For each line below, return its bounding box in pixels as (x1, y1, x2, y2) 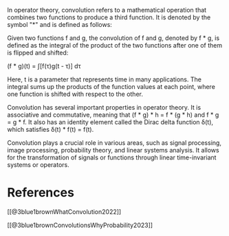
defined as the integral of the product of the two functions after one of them (7, 41, 222, 49)
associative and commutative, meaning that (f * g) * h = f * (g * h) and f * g (7, 110, 219, 119)
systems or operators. (7, 161, 70, 168)
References (7, 185, 74, 201)
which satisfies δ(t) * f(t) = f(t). (7, 126, 94, 133)
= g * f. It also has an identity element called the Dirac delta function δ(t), (7, 118, 214, 126)
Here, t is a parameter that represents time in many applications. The (7, 75, 201, 83)
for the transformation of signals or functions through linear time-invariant (7, 153, 217, 161)
